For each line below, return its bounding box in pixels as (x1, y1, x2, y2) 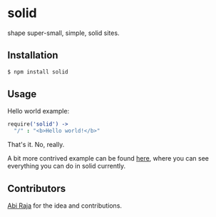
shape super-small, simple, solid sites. (7, 29, 120, 37)
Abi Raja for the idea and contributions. (7, 201, 123, 210)
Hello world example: (7, 107, 70, 116)
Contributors (7, 182, 66, 194)
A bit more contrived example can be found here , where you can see (7, 154, 209, 163)
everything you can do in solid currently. (7, 162, 126, 171)
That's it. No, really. (7, 141, 65, 149)
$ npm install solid (7, 68, 69, 76)
